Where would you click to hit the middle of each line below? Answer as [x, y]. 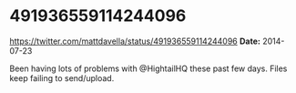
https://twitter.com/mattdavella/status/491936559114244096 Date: [135, 41]
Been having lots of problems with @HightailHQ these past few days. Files [148, 68]
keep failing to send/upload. [62, 77]
